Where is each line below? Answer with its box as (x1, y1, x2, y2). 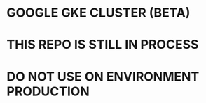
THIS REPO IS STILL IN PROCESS (6, 37, 199, 53)
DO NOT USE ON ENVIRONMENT (6, 68, 200, 84)
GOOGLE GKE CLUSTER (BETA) (6, 5, 191, 21)
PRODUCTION (6, 84, 90, 99)
